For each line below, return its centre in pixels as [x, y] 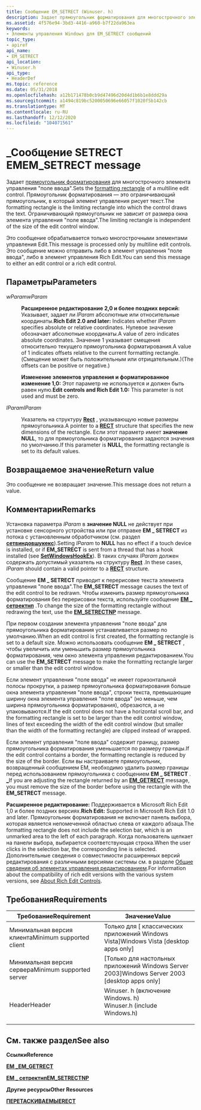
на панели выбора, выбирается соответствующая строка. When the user [98, 843]
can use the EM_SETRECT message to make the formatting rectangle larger [100, 661]
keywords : [19, 28]
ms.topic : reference [32, 84]
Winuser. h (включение [137, 991]
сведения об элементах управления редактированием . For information [96, 868]
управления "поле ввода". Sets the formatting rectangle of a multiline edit [98, 188]
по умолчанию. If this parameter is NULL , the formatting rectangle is [105, 445]
